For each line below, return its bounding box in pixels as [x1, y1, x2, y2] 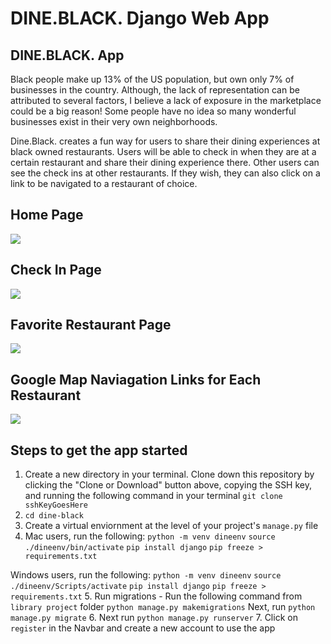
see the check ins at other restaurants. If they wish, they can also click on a [10, 167, 321, 179]
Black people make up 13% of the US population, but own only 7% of [10, 73, 295, 85]
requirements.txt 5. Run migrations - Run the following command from [10, 590, 303, 602]
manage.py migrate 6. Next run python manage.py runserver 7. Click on [10, 612, 298, 624]
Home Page [10, 207, 84, 224]
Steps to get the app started [10, 442, 188, 459]
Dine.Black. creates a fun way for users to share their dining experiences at [10, 135, 321, 147]
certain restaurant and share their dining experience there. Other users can [10, 157, 320, 168]
